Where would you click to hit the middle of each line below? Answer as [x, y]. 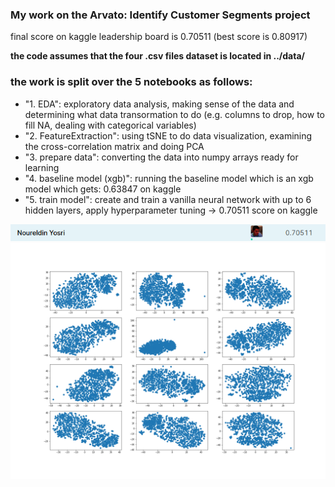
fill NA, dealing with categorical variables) [110, 125]
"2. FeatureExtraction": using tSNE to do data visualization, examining [168, 135]
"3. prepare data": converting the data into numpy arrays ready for [161, 157]
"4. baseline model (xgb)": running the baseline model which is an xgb [169, 178]
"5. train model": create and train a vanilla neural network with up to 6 [168, 199]
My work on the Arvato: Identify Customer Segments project [160, 15]
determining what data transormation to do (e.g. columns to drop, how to [174, 114]
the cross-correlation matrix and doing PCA [114, 146]
